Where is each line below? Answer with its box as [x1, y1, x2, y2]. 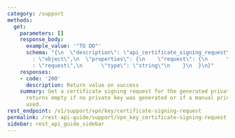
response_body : [20, 36, 64, 43]
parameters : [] [20, 29, 64, 37]
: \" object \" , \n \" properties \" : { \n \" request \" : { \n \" [32, 56, 233, 63]
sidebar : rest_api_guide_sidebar [7, 120, 105, 128]
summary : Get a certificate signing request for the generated [20, 88, 208, 95]
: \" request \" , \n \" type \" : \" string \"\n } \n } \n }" [32, 62, 215, 69]
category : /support [7, 10, 64, 17]
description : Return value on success [25, 82, 139, 89]
